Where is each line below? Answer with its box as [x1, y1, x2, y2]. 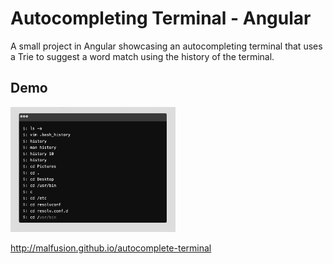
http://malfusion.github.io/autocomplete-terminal [10, 242, 212, 254]
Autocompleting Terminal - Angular [10, 7, 312, 30]
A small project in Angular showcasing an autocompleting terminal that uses [10, 40, 323, 52]
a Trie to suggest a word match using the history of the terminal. [10, 50, 275, 62]
